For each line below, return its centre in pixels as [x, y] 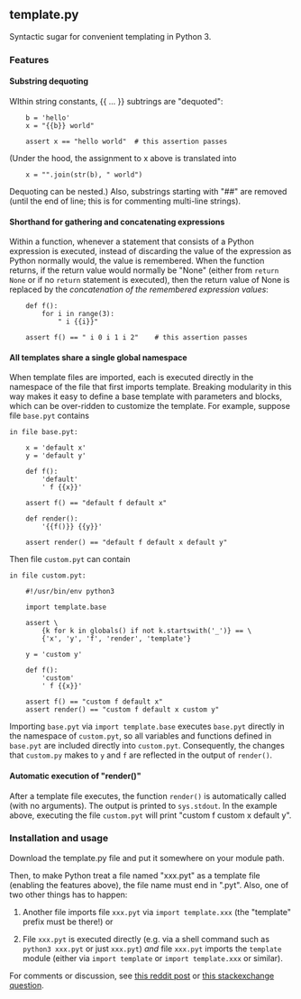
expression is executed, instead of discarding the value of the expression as [150, 251]
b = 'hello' [48, 118]
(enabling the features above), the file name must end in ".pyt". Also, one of [149, 885]
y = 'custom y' [54, 655]
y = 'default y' [56, 456]
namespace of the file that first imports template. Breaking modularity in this [150, 387]
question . [27, 985]
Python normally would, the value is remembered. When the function [137, 261]
